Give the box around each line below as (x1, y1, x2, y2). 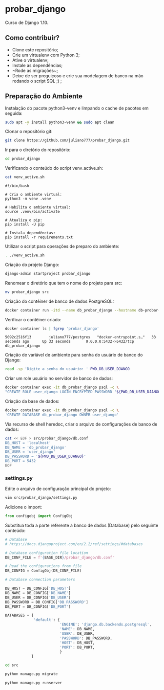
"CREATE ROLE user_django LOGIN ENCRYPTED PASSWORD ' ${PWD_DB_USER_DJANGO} (5, 390, 163, 395)
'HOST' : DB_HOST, (59, 640, 95, 645)
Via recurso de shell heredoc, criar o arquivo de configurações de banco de (5, 421, 158, 427)
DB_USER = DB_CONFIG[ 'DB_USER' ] (5, 595, 71, 600)
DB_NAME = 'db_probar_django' (5, 445, 67, 450)
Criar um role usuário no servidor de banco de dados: (5, 376, 113, 381)
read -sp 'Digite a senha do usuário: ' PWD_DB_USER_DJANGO (5, 367, 130, 372)
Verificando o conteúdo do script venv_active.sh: (5, 165, 103, 171)
